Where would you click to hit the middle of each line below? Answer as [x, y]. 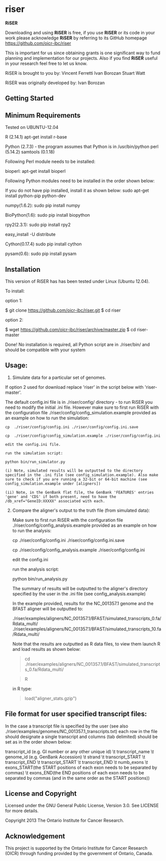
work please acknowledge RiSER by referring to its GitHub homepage [76, 38]
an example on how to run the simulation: [47, 418]
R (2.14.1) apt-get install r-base [36, 137]
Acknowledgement [35, 836]
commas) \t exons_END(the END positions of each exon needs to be [75, 772]
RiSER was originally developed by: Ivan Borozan [55, 83]
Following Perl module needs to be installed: [50, 162]
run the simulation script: [34, 453]
